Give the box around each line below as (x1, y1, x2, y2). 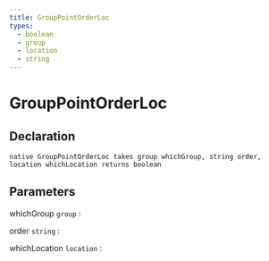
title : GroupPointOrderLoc (9, 13, 110, 22)
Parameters (9, 184, 76, 199)
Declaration (9, 129, 76, 144)
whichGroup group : (9, 207, 81, 219)
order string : (9, 225, 61, 236)
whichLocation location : (9, 242, 103, 253)
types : (9, 21, 34, 30)
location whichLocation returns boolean (9, 160, 163, 169)
